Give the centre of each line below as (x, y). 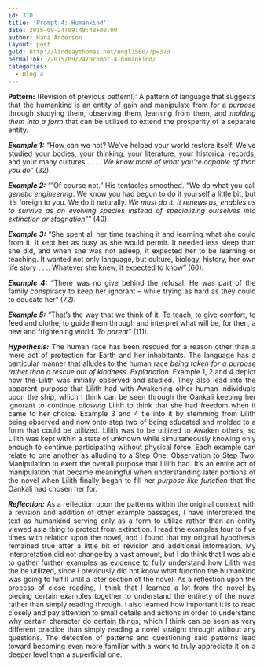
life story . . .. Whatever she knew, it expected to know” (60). (106, 267)
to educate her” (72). (42, 299)
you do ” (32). (29, 170)
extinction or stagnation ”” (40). (59, 219)
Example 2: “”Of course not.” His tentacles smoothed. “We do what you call (132, 185)
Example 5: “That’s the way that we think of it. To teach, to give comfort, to (132, 315)
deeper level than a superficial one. (65, 654)
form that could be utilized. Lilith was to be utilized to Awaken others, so (132, 430)
